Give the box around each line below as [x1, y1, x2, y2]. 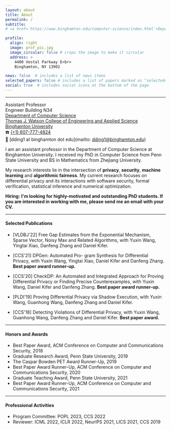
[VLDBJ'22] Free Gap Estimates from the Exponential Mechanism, [12, 232, 151, 238]
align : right [10, 40, 38, 46]
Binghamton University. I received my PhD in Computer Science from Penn [5, 151, 162, 158]
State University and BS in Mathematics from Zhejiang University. [5, 157, 142, 163]
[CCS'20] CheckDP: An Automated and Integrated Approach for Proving [12, 273, 164, 280]
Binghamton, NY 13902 [14, 64, 60, 69]
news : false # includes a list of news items [5, 73, 106, 79]
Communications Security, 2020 [12, 369, 80, 375]
